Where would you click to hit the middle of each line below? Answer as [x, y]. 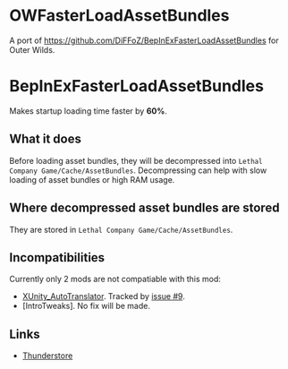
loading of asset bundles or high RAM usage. [92, 179]
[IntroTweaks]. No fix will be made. [86, 306]
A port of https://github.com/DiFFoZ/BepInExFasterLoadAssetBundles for [144, 40]
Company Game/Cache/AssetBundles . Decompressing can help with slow [138, 170]
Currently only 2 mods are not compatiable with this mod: [115, 279]
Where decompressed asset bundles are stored [144, 208]
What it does [46, 139]
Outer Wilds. [32, 49]
